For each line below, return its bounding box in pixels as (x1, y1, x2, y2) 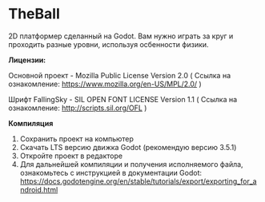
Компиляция (8, 118, 54, 128)
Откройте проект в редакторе (19, 151, 122, 160)
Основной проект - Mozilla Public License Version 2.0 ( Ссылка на (8, 70, 231, 80)
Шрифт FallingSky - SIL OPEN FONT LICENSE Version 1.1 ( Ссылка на (8, 94, 238, 104)
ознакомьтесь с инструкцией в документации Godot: (19, 168, 203, 177)
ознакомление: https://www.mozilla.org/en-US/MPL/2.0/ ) (8, 79, 202, 89)
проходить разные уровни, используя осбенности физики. (8, 39, 210, 49)
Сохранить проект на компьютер (19, 133, 135, 144)
